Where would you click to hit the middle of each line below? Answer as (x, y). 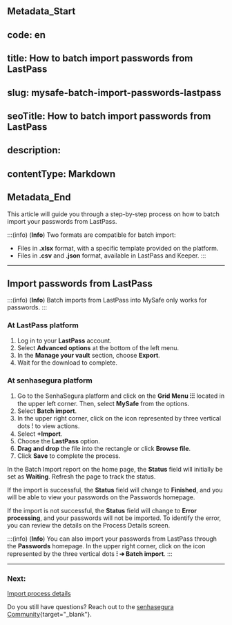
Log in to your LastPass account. (64, 340)
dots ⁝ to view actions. (48, 426)
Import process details (39, 594)
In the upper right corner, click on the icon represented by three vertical (119, 418)
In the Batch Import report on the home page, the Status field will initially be (115, 469)
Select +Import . (40, 434)
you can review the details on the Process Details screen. (89, 525)
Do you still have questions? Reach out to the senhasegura (90, 607)
